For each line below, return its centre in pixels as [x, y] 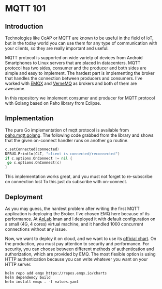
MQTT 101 [25, 8]
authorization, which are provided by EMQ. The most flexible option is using [80, 254]
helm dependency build [28, 277]
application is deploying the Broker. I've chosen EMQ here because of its [77, 214]
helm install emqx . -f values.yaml [42, 282]
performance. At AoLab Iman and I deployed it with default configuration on [80, 219]
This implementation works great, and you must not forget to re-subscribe [79, 177]
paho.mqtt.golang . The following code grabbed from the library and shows [79, 135]
